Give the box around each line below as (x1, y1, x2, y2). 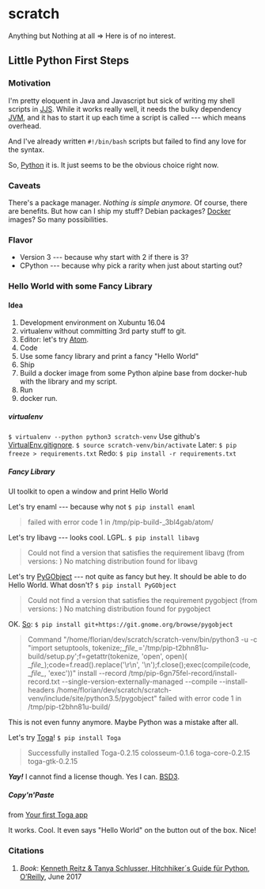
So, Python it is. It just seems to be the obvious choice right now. (8, 160, 219, 170)
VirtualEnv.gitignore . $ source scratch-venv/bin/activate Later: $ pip (8, 441, 237, 450)
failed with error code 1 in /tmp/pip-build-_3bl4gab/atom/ (27, 517, 214, 527)
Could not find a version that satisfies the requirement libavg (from (27, 548, 245, 558)
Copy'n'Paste (8, 790, 55, 799)
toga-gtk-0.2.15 (27, 757, 78, 766)
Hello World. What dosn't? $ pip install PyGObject (8, 580, 177, 590)
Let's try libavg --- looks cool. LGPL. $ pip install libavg (8, 532, 199, 543)
